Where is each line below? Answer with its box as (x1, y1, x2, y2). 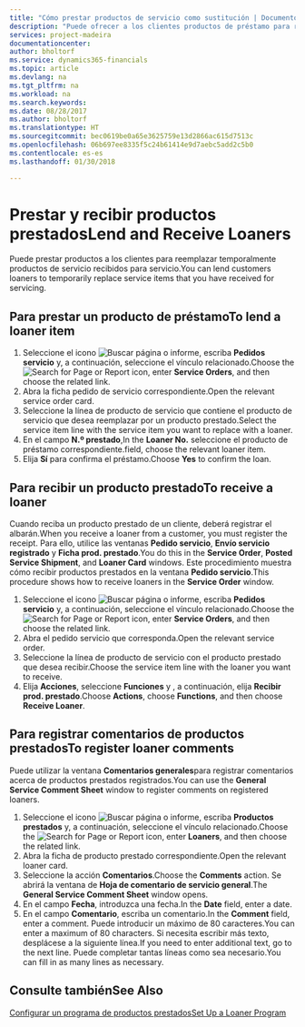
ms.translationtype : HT (9, 124, 100, 133)
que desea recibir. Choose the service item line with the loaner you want (22, 661, 291, 673)
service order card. (22, 396, 95, 407)
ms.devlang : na (9, 73, 67, 82)
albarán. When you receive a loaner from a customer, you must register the (9, 529, 288, 539)
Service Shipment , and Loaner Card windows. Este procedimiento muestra (9, 557, 292, 569)
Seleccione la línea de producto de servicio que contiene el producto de (22, 406, 292, 417)
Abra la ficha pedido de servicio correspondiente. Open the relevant (22, 386, 275, 397)
